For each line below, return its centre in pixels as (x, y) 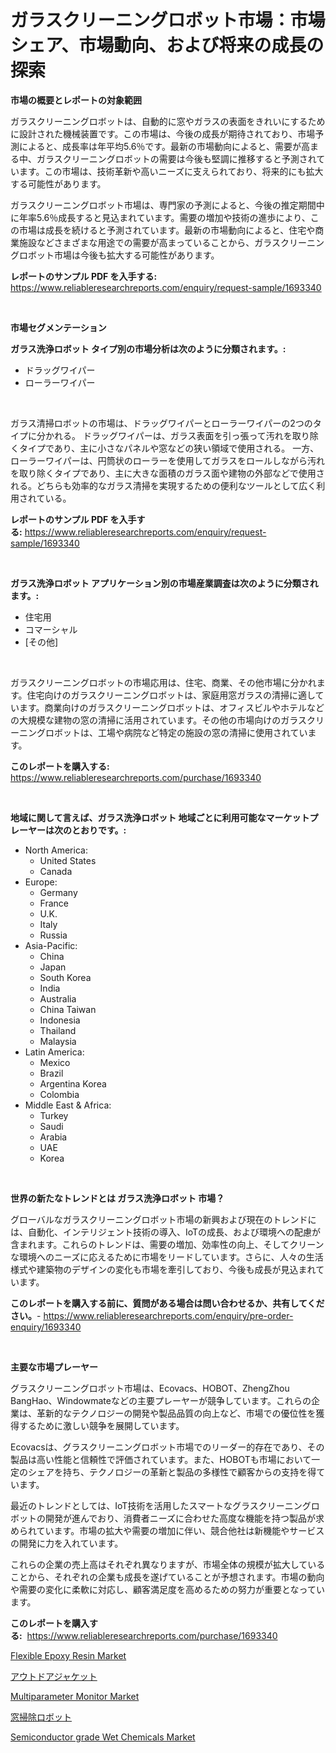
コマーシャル (51, 629)
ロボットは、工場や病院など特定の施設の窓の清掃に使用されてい (176, 732)
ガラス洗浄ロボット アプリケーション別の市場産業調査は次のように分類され (164, 583)
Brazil (51, 1073)
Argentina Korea (73, 1083)
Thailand (58, 1030)
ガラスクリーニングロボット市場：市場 (168, 20)
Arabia (53, 1137)
